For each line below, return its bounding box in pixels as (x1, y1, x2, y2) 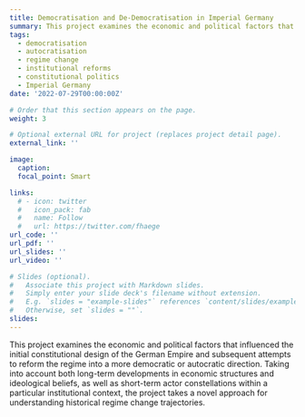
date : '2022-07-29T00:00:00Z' (9, 89, 124, 98)
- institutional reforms (17, 64, 112, 73)
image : (9, 155, 34, 164)
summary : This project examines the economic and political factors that (9, 22, 295, 31)
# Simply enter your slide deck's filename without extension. (9, 289, 261, 298)
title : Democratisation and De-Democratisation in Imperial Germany (9, 13, 274, 23)
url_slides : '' (9, 247, 67, 257)
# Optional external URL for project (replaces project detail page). (9, 131, 282, 140)
